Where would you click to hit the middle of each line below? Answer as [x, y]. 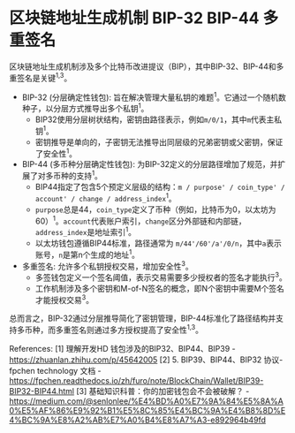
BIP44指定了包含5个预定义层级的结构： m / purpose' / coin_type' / [160, 186]
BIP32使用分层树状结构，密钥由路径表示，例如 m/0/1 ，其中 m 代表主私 [159, 119]
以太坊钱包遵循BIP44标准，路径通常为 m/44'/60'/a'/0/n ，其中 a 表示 [159, 243]
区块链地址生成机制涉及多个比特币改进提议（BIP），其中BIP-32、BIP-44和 [143, 66]
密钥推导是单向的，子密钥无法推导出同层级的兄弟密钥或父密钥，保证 [159, 141]
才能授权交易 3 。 [64, 299]
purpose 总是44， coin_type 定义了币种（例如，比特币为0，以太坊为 [155, 209]
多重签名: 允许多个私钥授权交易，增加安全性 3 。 [107, 265]
